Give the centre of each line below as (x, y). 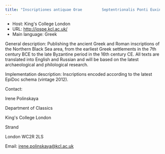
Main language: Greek (35, 34)
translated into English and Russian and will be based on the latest (72, 59)
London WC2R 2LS (24, 136)
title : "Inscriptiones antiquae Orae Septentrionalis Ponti (77, 10)
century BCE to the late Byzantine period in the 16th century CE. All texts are (82, 54)
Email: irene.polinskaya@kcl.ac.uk (39, 146)
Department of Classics (29, 108)
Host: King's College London (41, 24)
